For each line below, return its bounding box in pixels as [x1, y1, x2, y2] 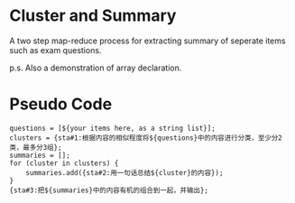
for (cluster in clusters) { [9, 159, 119, 168]
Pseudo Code [9, 94, 113, 115]
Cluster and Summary [9, 5, 177, 26]
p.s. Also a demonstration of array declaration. [9, 62, 182, 73]
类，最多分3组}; [9, 143, 62, 152]
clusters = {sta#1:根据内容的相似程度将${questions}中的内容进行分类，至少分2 [9, 133, 282, 143]
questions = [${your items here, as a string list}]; [9, 124, 217, 133]
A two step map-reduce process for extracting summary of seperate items [9, 35, 286, 46]
